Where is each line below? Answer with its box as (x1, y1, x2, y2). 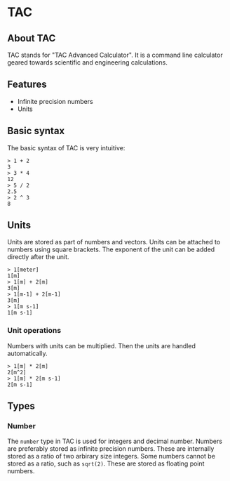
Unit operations (7, 326, 62, 336)
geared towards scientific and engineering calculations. (7, 58, 168, 67)
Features (7, 79, 47, 91)
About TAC (7, 32, 56, 44)
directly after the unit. (7, 253, 69, 261)
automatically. (7, 349, 48, 357)
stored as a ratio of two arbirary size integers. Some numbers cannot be (7, 452, 216, 461)
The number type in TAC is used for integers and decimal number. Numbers (7, 437, 223, 446)
